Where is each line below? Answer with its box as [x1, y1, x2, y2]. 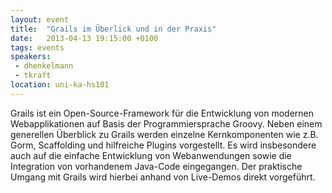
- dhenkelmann [14, 61, 74, 71]
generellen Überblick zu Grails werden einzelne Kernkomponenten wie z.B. [10, 128, 319, 140]
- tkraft [14, 71, 52, 81]
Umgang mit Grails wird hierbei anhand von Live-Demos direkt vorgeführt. [10, 171, 316, 183]
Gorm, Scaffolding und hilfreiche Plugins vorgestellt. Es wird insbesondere [10, 139, 317, 151]
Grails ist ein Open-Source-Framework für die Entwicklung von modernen [10, 107, 315, 119]
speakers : [10, 52, 52, 62]
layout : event [10, 14, 70, 25]
